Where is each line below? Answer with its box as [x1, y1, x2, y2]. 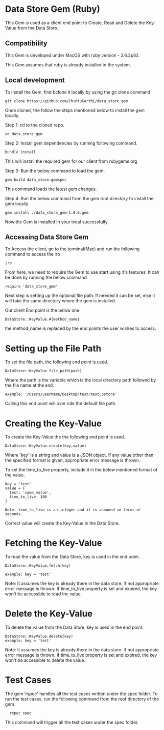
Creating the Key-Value [5, 418, 102, 429]
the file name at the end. [5, 382, 54, 388]
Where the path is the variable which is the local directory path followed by [5, 377, 156, 383]
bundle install [5, 149, 36, 154]
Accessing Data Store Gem [5, 233, 89, 241]
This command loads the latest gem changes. [5, 186, 97, 192]
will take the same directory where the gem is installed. [5, 298, 117, 304]
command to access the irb [5, 251, 60, 257]
